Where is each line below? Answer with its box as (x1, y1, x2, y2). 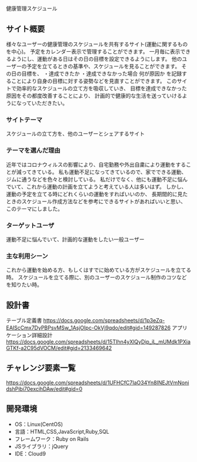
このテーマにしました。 (6, 205, 63, 212)
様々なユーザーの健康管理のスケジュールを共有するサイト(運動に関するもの (6, 41, 188, 48)
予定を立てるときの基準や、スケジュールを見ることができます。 (26, 63, 181, 70)
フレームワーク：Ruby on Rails (14, 435, 89, 443)
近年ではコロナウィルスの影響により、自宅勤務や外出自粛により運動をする (6, 161, 186, 168)
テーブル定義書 (6, 317, 42, 324)
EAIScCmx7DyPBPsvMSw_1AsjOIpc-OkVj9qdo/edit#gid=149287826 (6, 324, 171, 331)
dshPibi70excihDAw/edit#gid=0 (6, 385, 82, 392)
